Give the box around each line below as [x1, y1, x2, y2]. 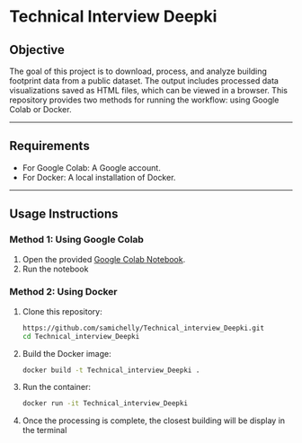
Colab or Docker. [9, 104, 72, 114]
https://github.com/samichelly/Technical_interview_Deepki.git [22, 323, 265, 332]
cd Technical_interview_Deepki [22, 332, 140, 341]
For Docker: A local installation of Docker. [22, 172, 176, 182]
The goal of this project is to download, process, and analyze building [9, 66, 268, 76]
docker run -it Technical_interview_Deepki [22, 399, 189, 408]
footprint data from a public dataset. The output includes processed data [9, 75, 279, 86]
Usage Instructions [9, 207, 119, 222]
